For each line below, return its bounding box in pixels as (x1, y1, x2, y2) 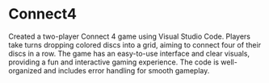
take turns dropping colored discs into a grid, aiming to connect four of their (8, 39, 261, 49)
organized (8, 65, 42, 75)
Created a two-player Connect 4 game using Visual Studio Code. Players (8, 31, 251, 41)
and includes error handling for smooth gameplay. (43, 65, 210, 75)
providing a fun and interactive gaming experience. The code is (8, 57, 220, 67)
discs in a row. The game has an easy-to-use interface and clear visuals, (8, 48, 250, 58)
